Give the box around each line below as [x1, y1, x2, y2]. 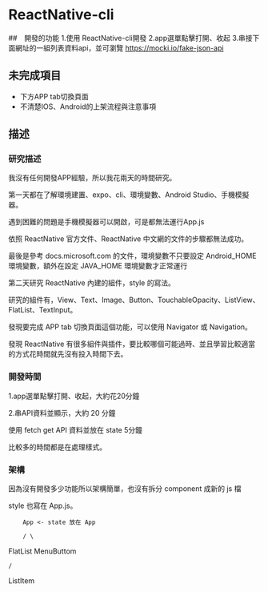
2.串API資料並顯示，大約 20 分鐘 [8, 408, 116, 417]
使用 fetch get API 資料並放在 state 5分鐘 [8, 425, 142, 434]
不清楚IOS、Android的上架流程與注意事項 [19, 102, 157, 111]
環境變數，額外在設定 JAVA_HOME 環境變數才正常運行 [8, 261, 188, 271]
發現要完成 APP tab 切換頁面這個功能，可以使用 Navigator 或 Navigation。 [8, 322, 252, 332]
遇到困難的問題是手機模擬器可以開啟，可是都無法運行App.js [8, 217, 205, 227]
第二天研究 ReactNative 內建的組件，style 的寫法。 [8, 278, 176, 288]
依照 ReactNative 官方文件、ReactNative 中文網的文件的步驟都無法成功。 [8, 234, 249, 244]
